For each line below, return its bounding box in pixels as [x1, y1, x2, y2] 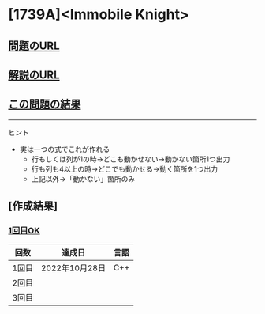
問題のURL [8, 39, 61, 52]
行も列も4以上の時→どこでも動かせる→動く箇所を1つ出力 [31, 164, 218, 173]
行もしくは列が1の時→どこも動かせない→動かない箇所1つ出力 [31, 154, 230, 164]
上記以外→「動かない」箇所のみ [31, 174, 136, 183]
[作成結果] [8, 199, 58, 213]
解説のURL [8, 68, 61, 81]
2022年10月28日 [40, 263, 106, 274]
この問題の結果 [8, 97, 81, 112]
